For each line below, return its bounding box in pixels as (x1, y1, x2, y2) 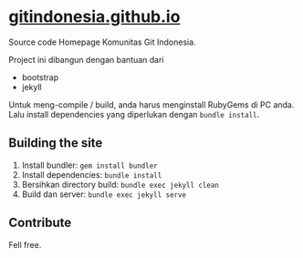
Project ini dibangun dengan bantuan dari (8, 54, 164, 65)
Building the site (8, 135, 103, 151)
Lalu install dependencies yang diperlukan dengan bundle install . (8, 108, 260, 119)
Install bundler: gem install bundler (21, 160, 158, 170)
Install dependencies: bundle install (21, 169, 162, 180)
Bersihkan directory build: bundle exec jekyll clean (21, 179, 220, 190)
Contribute (8, 215, 72, 231)
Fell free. (8, 239, 42, 250)
